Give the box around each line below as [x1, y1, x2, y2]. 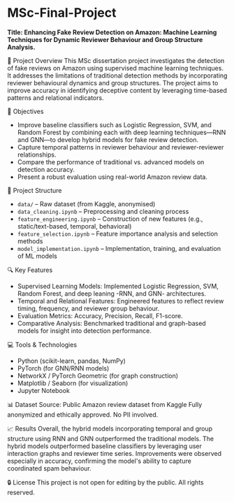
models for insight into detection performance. [17, 327, 152, 335]
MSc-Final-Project [7, 5, 117, 21]
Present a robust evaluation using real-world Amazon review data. [17, 173, 208, 181]
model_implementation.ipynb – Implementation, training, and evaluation [17, 244, 221, 252]
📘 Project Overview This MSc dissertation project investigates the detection [7, 56, 225, 64]
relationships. [17, 150, 57, 159]
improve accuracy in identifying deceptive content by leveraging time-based [7, 86, 227, 94]
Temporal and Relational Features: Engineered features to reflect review [17, 296, 224, 305]
